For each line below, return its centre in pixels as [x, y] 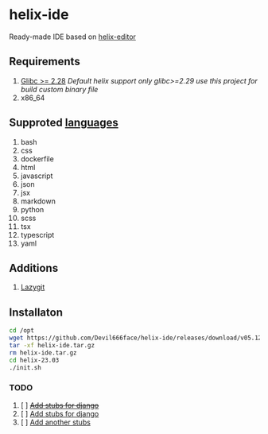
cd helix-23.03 [34, 360]
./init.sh [25, 367]
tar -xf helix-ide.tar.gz [52, 345]
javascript [37, 176]
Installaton [36, 312]
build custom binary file [59, 89]
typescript [37, 234]
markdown [38, 201]
